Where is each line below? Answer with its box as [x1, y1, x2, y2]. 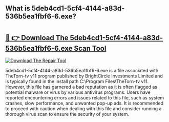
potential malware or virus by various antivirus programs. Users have [5, 89, 151, 95]
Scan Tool [74, 44, 107, 53]
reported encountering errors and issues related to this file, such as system [5, 95, 164, 100]
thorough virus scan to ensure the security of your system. [5, 111, 130, 117]
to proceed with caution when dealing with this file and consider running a [5, 106, 162, 112]
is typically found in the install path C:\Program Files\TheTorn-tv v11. [5, 78, 149, 84]
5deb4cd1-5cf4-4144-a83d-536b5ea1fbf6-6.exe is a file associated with [5, 68, 159, 73]
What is [5, 4, 31, 13]
